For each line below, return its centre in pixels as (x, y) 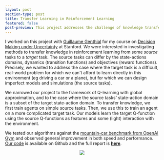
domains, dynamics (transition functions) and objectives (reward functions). (81, 62)
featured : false (21, 23)
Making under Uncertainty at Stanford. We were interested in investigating (80, 47)
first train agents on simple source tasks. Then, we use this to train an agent (81, 108)
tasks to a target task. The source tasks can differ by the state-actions (76, 57)
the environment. (22, 124)
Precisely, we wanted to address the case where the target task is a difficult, (82, 68)
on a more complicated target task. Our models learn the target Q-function (80, 113)
